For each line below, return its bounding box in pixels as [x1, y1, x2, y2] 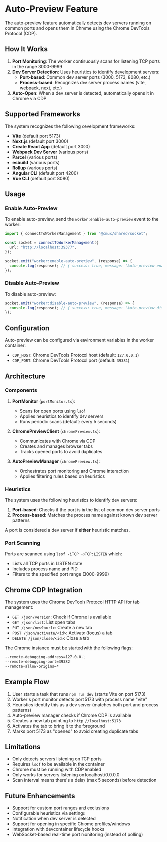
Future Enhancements [5, 791, 76, 800]
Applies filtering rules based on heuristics [19, 473, 105, 479]
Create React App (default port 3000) [12, 143, 90, 149]
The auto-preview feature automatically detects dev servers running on [5, 20, 152, 26]
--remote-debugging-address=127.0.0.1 [5, 655, 85, 660]
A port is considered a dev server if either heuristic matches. [5, 527, 130, 533]
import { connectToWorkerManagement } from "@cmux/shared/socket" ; [5, 231, 148, 236]
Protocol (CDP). [5, 30, 37, 36]
